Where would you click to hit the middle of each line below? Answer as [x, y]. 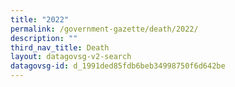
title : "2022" [40, 19]
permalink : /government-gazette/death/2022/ [104, 29]
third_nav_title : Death [60, 47]
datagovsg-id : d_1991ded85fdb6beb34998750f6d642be [118, 66]
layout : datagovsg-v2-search [71, 57]
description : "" [44, 38]
